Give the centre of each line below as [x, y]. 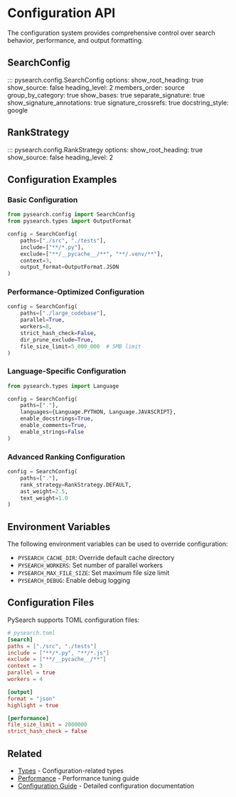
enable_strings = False [52, 432]
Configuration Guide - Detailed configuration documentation [106, 786]
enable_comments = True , [54, 426]
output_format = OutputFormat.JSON [70, 267]
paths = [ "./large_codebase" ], [63, 313]
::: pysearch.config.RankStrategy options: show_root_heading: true [105, 149]
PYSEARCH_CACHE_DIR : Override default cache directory [96, 558]
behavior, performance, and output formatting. [75, 40]
